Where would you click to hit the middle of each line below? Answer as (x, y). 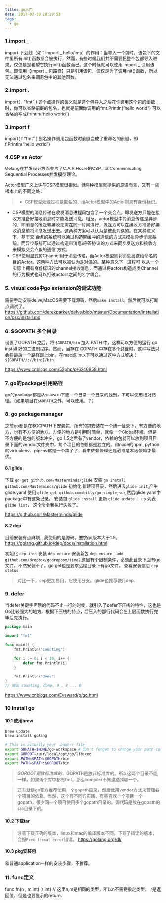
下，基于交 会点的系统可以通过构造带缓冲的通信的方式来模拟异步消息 (82, 237)
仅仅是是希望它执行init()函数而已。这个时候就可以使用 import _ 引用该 (84, 64)
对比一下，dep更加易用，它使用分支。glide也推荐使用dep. (76, 581)
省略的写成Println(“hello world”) (37, 114)
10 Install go (20, 708)
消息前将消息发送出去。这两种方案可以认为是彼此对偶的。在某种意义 (86, 231)
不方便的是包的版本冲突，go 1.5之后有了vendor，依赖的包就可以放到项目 (79, 438)
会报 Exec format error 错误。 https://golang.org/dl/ (69, 839)
